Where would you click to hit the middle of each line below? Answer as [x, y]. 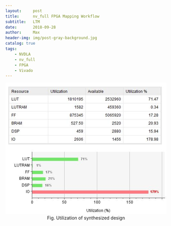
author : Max [23, 33]
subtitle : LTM [23, 22]
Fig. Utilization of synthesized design [86, 218]
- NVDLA [23, 54]
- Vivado [24, 70]
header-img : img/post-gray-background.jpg [51, 38]
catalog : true [20, 44]
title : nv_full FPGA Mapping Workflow [52, 16]
